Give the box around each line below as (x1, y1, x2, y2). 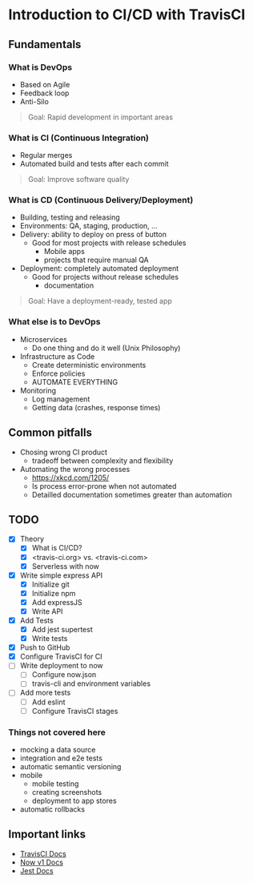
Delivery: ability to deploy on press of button (19, 230, 167, 240)
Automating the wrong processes (19, 464, 131, 474)
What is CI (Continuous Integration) (8, 132, 150, 143)
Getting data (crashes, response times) (31, 402, 161, 412)
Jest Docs (19, 865, 54, 875)
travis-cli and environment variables (31, 679, 151, 688)
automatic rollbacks (19, 804, 86, 814)
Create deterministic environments (31, 360, 147, 369)
